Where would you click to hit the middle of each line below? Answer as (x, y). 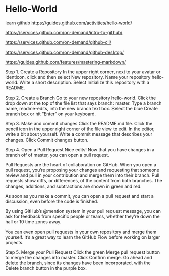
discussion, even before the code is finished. (52, 201)
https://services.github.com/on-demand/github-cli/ (59, 42)
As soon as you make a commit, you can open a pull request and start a (79, 196)
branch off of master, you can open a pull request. (57, 155)
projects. (14, 242)
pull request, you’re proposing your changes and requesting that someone (82, 170)
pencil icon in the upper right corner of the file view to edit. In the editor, (80, 129)
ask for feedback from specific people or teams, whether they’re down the (82, 216)
